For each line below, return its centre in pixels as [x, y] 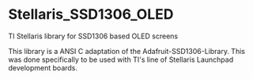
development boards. [43, 67]
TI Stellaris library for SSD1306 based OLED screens [93, 36]
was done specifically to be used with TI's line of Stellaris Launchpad [121, 59]
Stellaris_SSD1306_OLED [91, 14]
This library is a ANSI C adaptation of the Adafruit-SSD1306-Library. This [126, 51]
